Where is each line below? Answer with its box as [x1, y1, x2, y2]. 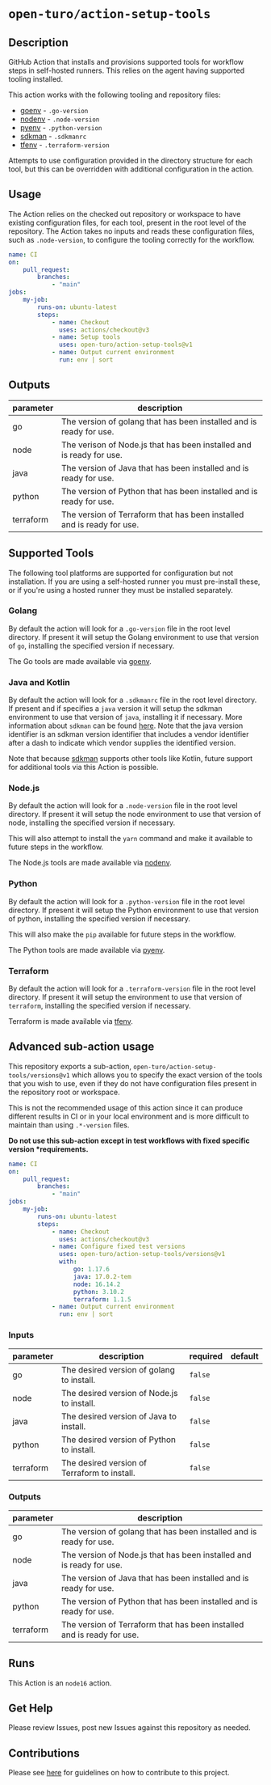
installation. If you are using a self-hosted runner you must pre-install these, [8, 577, 261, 586]
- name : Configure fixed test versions [51, 1242, 186, 1251]
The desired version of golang [61, 1364, 176, 1375]
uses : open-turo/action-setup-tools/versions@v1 [59, 1250, 226, 1258]
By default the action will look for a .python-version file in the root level [8, 896, 245, 906]
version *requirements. [8, 1144, 89, 1154]
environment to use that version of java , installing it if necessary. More [8, 713, 243, 722]
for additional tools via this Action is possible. [8, 763, 159, 772]
